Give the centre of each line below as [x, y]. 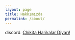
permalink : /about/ [25, 19]
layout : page [18, 10]
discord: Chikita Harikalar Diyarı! [37, 33]
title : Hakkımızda [24, 14]
